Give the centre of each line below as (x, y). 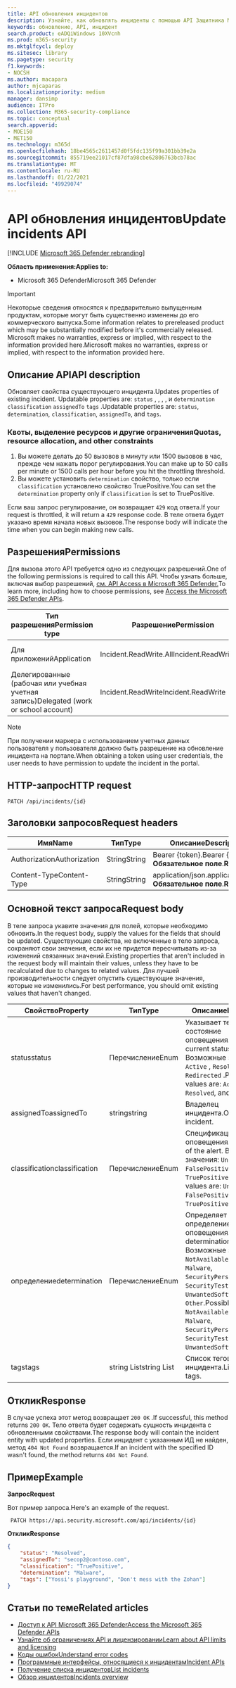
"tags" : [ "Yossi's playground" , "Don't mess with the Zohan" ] (113, 1579)
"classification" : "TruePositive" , (72, 1566)
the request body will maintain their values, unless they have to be (103, 963)
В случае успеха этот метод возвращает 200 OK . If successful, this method (118, 1418)
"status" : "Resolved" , (53, 1553)
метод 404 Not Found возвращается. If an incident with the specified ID (111, 1447)
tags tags (25, 1367)
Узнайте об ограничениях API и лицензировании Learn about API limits (122, 1639)
